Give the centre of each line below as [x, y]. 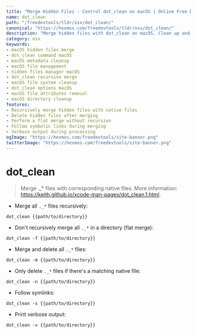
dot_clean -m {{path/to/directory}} [51, 260]
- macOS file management [36, 66]
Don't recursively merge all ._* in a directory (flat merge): [84, 228]
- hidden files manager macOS [43, 72]
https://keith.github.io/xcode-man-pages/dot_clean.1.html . [91, 194]
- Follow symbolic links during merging [56, 126]
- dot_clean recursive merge [42, 77]
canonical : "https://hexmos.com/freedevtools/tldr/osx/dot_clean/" [90, 28]
